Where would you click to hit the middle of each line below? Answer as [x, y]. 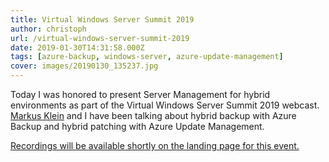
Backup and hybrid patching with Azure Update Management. [137, 126]
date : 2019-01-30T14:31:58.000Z [77, 47]
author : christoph [48, 29]
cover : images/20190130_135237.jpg [84, 66]
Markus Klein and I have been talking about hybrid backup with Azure [153, 115]
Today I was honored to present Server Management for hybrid [140, 94]
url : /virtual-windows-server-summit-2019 [100, 38]
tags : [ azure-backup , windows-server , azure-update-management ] [147, 57]
